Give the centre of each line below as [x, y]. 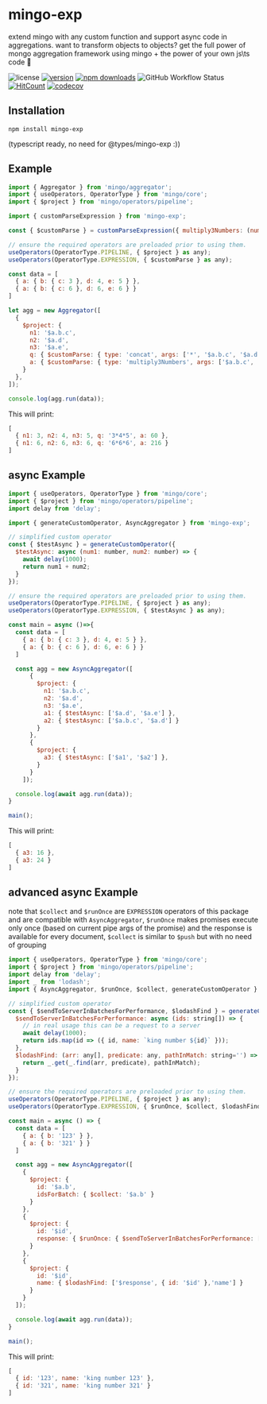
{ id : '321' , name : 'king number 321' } [83, 1386]
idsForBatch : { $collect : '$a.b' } [96, 1194]
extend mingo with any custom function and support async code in [118, 37]
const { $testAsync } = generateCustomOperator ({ [92, 545]
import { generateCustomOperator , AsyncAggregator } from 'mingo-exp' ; [129, 523]
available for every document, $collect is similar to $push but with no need [130, 937]
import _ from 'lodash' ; [49, 982]
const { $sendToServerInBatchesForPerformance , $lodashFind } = [117, 1011]
